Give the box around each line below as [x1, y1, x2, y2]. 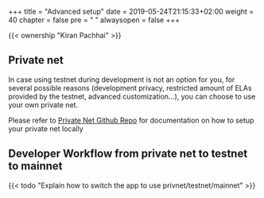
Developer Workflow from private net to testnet [8, 147, 248, 161]
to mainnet [8, 159, 63, 173]
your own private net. [8, 99, 78, 110]
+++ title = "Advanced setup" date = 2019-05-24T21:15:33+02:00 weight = [8, 7, 254, 16]
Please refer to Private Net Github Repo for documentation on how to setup [8, 115, 254, 125]
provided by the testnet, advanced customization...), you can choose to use [8, 91, 256, 101]
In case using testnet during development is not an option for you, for [8, 75, 235, 84]
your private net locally [8, 123, 83, 134]
